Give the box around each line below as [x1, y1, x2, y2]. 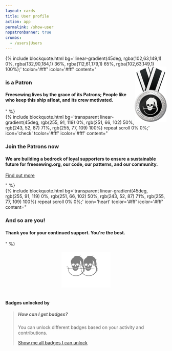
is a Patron [5, 79, 32, 86]
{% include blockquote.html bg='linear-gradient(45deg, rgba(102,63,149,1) [5, 55, 162, 61]
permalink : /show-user [5, 25, 54, 30]
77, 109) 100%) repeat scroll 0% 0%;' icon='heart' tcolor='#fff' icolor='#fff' [5, 199, 163, 205]
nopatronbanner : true [5, 30, 52, 35]
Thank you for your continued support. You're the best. [5, 229, 125, 235]
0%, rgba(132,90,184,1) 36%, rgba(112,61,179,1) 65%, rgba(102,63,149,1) [5, 60, 155, 67]
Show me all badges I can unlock [17, 339, 88, 345]
